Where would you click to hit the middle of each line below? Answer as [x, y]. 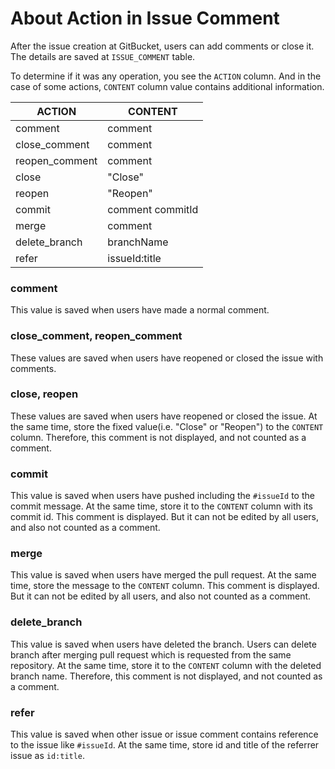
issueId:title [134, 258]
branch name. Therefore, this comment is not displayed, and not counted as [166, 676]
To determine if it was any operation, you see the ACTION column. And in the [166, 76]
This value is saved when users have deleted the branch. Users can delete [163, 644]
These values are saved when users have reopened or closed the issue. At [164, 416]
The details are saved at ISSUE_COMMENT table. [103, 56]
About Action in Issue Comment [145, 18]
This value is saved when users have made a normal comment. [140, 310]
